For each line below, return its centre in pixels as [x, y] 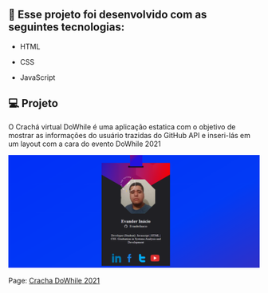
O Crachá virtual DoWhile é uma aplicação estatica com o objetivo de [122, 127]
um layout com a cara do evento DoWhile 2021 [85, 144]
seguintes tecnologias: [67, 28]
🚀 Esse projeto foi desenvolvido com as [108, 15]
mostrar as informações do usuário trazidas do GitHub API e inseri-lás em [130, 135]
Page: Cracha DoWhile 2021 [54, 281]
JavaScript [37, 77]
